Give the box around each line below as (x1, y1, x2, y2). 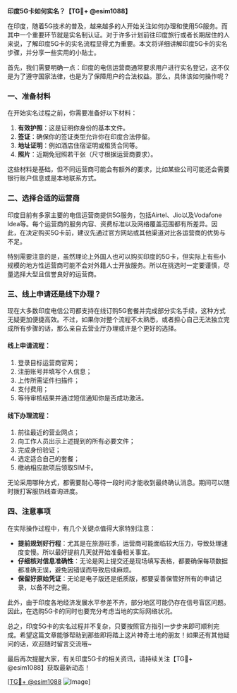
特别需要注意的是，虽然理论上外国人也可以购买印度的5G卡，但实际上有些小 (7, 252, 226, 260)
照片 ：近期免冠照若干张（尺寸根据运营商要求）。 (17, 150, 157, 159)
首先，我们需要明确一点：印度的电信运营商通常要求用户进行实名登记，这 (7, 63, 217, 71)
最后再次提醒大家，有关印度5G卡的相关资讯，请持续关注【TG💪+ (7, 654, 193, 663)
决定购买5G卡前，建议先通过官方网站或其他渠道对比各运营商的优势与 (25, 228, 226, 237)
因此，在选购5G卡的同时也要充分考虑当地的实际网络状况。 (7, 606, 176, 615)
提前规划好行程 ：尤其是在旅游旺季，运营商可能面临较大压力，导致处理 (17, 539, 222, 547)
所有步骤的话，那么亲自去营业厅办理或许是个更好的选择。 (13, 324, 181, 332)
